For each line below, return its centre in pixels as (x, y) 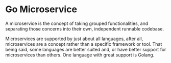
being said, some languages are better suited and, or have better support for (86, 49)
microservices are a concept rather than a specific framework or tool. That (84, 44)
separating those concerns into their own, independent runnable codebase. (85, 28)
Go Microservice (41, 9)
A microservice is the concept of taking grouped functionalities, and (77, 23)
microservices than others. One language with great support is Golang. (80, 55)
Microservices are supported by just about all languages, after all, (74, 39)
